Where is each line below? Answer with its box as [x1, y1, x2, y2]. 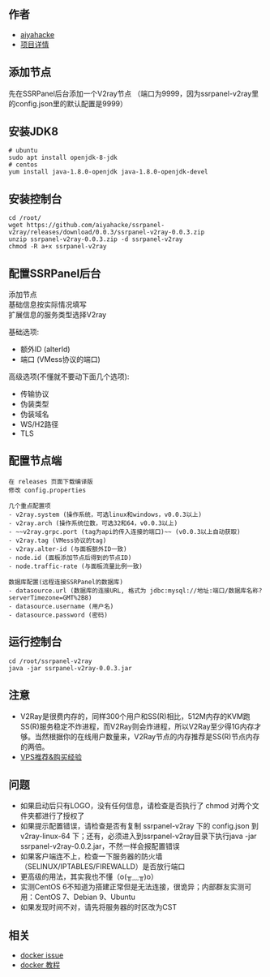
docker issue [19, 950, 64, 960]
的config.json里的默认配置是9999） [8, 98, 128, 108]
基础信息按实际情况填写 [8, 299, 87, 310]
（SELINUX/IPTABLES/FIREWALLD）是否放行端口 [19, 862, 186, 872]
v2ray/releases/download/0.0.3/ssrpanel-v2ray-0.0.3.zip [8, 228, 205, 237]
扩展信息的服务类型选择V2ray [8, 310, 107, 320]
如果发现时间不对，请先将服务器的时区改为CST [19, 902, 177, 912]
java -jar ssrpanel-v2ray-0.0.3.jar [8, 664, 132, 672]
